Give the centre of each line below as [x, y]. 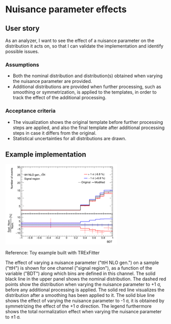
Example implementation [46, 154]
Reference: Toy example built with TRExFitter [53, 252]
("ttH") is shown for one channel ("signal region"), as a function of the [79, 268]
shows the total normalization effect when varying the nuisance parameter [83, 311]
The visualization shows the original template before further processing [88, 122]
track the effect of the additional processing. [59, 98]
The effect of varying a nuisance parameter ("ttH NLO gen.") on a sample [82, 263]
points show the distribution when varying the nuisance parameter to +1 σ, [83, 284]
